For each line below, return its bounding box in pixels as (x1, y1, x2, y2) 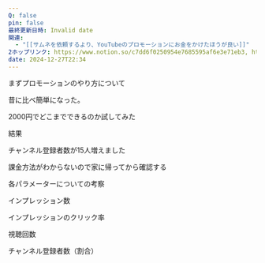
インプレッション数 (8, 195, 71, 205)
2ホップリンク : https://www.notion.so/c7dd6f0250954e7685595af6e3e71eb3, (8, 48, 248, 56)
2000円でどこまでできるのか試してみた (8, 111, 136, 121)
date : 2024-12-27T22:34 (8, 56, 87, 64)
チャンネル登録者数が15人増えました (8, 145, 126, 155)
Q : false (8, 11, 37, 20)
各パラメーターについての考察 (8, 178, 105, 188)
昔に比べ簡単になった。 (8, 95, 84, 104)
